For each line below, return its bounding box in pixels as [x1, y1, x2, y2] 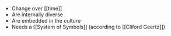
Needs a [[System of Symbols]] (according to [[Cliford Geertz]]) [11, 23, 165, 30]
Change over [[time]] [11, 5, 62, 12]
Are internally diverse [11, 11, 63, 18]
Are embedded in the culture [11, 17, 81, 24]
